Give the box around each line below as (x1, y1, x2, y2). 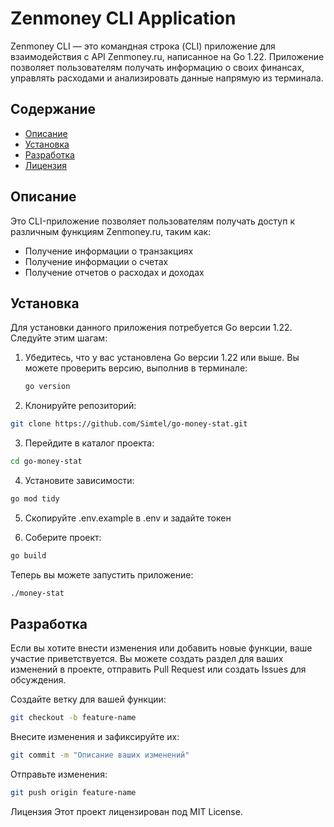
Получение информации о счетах (24, 255, 169, 267)
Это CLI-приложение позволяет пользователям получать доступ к (10, 215, 295, 227)
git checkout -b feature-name (10, 713, 137, 723)
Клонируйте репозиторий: (24, 400, 137, 412)
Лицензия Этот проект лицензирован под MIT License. (10, 806, 243, 818)
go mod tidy (10, 494, 60, 504)
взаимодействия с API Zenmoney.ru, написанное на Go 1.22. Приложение (10, 50, 325, 62)
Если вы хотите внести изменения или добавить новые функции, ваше (10, 642, 313, 654)
